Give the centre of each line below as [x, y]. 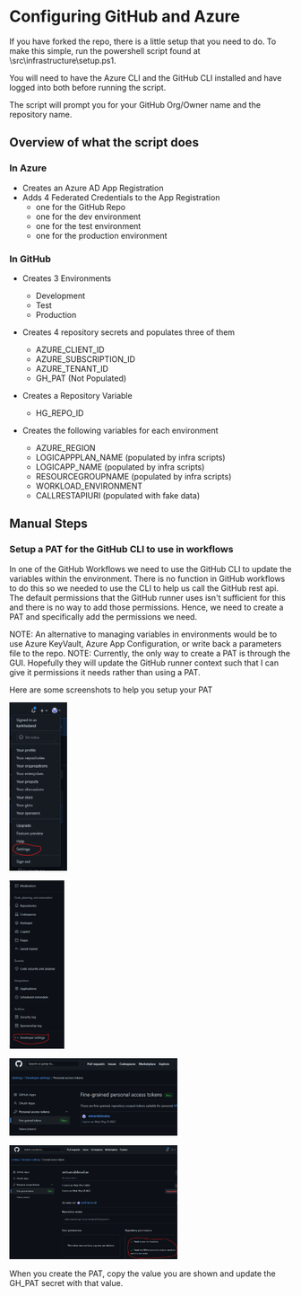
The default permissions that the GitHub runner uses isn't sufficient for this [147, 597]
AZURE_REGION [65, 447]
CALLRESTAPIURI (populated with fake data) [117, 495]
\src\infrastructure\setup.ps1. [63, 60]
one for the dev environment [88, 216]
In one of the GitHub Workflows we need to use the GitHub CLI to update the [150, 569]
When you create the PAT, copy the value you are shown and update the [142, 1274]
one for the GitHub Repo [81, 207]
